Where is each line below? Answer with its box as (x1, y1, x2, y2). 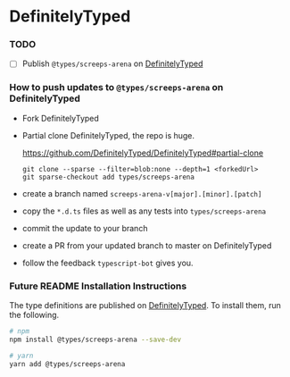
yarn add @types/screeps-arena (9, 359, 126, 368)
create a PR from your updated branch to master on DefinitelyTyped (21, 239, 272, 251)
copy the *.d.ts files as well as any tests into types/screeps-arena (21, 205, 267, 216)
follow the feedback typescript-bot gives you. (21, 257, 194, 268)
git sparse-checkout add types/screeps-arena (21, 172, 195, 181)
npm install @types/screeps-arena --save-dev (9, 335, 181, 345)
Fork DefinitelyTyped (21, 113, 100, 123)
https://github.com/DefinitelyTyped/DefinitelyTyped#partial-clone (21, 147, 264, 158)
